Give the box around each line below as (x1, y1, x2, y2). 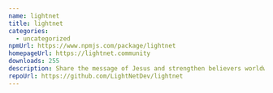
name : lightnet (8, 11, 60, 20)
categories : (8, 27, 49, 35)
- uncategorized (15, 34, 71, 43)
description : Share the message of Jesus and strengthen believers (8, 65, 242, 73)
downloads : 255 (8, 57, 60, 66)
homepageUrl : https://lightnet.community (8, 49, 151, 57)
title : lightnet (8, 19, 63, 27)
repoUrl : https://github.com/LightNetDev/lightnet (8, 72, 184, 80)
